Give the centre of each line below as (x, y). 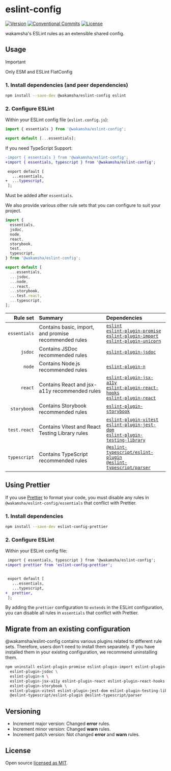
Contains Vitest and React (70, 427)
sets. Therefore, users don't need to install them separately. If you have (80, 647)
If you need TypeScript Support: (39, 148)
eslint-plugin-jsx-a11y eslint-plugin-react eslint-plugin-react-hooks (88, 681)
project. (13, 211)
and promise (54, 333)
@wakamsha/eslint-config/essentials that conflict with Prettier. (71, 503)
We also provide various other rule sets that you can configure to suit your (83, 205)
